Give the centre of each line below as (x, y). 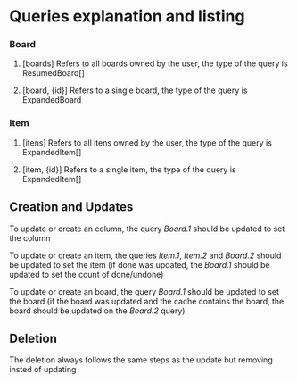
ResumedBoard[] (53, 73)
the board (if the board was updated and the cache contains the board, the (147, 301)
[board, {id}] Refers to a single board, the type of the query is (135, 90)
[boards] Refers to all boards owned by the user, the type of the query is (155, 63)
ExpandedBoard (52, 100)
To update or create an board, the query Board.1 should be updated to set (144, 291)
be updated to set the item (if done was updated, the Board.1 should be (140, 264)
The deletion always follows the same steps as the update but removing (141, 360)
